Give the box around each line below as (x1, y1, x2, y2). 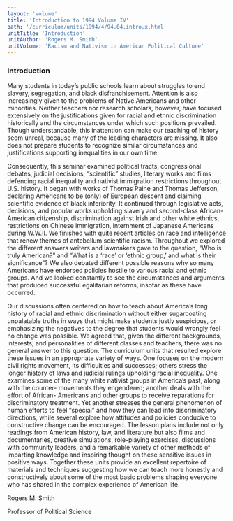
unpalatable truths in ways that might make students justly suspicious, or (7, 317, 217, 325)
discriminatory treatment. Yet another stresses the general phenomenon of (7, 399, 223, 407)
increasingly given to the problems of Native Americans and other (7, 97, 197, 105)
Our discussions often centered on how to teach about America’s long (7, 302, 208, 311)
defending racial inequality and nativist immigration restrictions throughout (7, 177, 222, 185)
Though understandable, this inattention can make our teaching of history (7, 127, 219, 135)
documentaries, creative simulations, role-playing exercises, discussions (7, 436, 216, 444)
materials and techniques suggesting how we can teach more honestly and (7, 466, 223, 474)
